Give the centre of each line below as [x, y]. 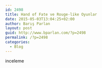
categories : [17, 42]
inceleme [14, 61]
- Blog [16, 47]
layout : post [19, 28]
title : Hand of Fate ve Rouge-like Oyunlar [51, 14]
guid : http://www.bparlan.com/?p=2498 [45, 33]
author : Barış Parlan [28, 24]
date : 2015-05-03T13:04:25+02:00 [40, 19]
